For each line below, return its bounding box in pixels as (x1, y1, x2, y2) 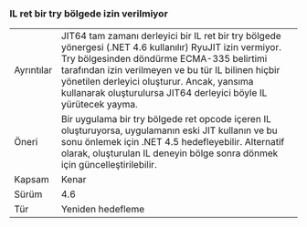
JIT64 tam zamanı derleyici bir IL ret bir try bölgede (60, 30, 281, 43)
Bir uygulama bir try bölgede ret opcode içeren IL (60, 113, 271, 126)
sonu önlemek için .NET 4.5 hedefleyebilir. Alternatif (60, 136, 285, 149)
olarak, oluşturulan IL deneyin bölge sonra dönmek (60, 147, 279, 160)
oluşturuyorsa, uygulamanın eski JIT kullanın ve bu (60, 124, 279, 137)
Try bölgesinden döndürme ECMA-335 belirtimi (60, 53, 268, 66)
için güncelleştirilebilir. (60, 159, 157, 171)
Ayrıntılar (14, 64, 53, 77)
